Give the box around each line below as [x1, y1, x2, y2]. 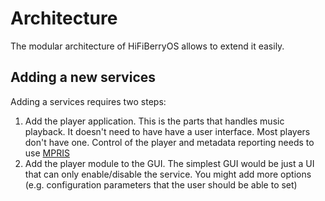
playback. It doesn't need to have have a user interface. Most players [24, 125, 311, 137]
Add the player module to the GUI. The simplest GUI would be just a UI [24, 157, 315, 169]
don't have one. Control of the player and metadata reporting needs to [24, 136, 315, 148]
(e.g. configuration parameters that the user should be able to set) [24, 178, 298, 191]
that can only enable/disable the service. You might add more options [24, 168, 312, 180]
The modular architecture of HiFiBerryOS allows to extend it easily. [10, 40, 285, 52]
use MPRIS [24, 147, 70, 159]
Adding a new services [10, 69, 157, 86]
